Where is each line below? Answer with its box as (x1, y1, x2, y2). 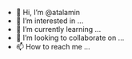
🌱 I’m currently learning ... (15, 25, 102, 33)
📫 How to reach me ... (15, 42, 90, 51)
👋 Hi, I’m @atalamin (15, 8, 81, 17)
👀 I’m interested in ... (15, 16, 84, 26)
